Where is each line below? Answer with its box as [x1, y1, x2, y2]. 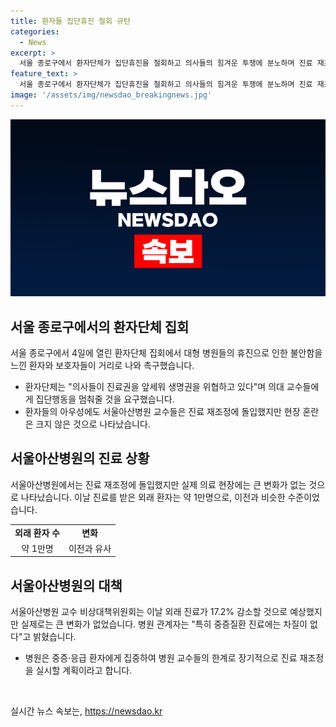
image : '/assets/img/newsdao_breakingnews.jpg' [10, 90, 213, 100]
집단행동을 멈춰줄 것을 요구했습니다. [35, 393, 175, 405]
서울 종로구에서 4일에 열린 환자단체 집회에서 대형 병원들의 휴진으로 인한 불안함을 [10, 347, 323, 359]
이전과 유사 [68, 542, 112, 554]
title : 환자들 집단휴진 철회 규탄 [10, 16, 131, 26]
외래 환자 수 [14, 526, 60, 539]
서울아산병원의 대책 [10, 577, 123, 594]
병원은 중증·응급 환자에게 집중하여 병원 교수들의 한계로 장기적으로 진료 [24, 652, 298, 664]
